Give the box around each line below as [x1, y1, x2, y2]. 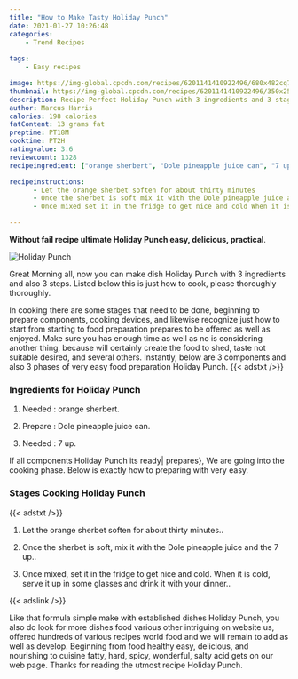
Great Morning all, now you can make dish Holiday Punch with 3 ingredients [9, 268, 286, 279]
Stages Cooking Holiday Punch [9, 487, 146, 499]
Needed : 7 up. [21, 438, 77, 449]
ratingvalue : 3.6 [9, 145, 74, 154]
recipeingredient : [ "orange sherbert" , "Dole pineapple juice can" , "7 [9, 161, 279, 170]
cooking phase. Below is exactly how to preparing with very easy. [9, 465, 249, 475]
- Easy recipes [25, 63, 82, 72]
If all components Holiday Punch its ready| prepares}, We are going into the [9, 455, 286, 467]
